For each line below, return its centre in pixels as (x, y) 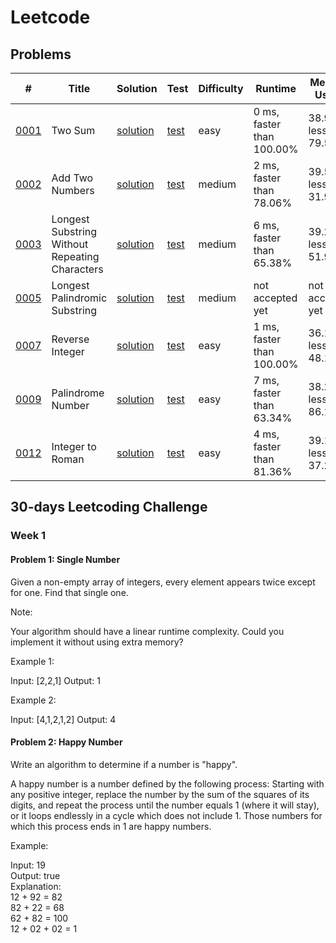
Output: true (35, 875)
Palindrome (78, 393)
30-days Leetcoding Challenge (109, 507)
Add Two (72, 178)
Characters (77, 269)
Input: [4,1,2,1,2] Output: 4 (63, 719)
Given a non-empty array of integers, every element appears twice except (163, 582)
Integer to (74, 446)
